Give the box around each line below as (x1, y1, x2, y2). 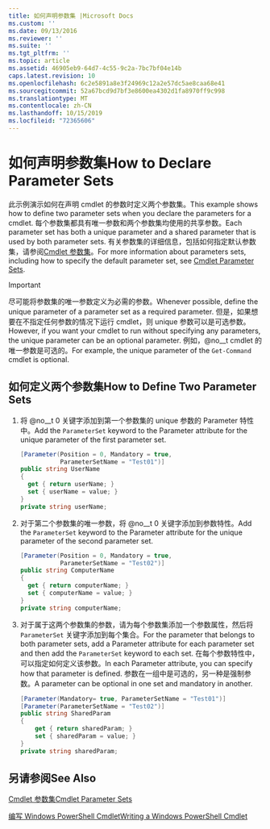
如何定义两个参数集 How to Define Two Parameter (8, 380, 257, 394)
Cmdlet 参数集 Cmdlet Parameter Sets (8, 794, 133, 804)
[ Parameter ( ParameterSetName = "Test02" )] (19, 702, 165, 710)
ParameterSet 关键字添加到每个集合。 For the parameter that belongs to (19, 630, 255, 639)
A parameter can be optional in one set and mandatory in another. (34, 678, 253, 688)
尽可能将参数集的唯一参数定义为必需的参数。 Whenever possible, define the (8, 296, 259, 306)
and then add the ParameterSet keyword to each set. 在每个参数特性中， (19, 648, 260, 658)
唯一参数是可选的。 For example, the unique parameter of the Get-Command (8, 345, 252, 355)
